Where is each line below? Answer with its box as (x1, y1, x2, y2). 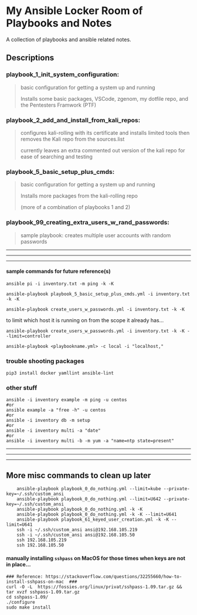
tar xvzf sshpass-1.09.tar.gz (6, 589, 80, 595)
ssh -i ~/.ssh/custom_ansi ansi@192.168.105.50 (16, 532, 135, 538)
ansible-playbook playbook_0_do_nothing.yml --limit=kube (16, 486, 161, 492)
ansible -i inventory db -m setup (6, 418, 91, 423)
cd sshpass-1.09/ (6, 594, 49, 600)
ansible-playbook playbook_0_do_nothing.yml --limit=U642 (16, 496, 161, 502)
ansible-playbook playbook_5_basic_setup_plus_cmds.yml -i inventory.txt (6, 291, 191, 297)
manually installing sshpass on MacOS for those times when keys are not (6, 555, 186, 562)
